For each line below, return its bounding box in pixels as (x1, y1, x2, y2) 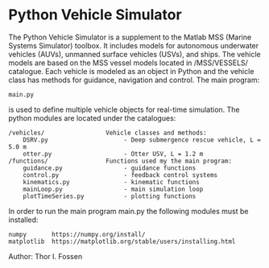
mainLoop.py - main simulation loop (23, 185, 204, 193)
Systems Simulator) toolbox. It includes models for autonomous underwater (8, 40, 259, 50)
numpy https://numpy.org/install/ (8, 230, 147, 238)
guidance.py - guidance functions (23, 163, 197, 172)
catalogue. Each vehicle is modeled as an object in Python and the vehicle (8, 66, 255, 76)
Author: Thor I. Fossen (8, 251, 83, 261)
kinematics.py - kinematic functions (23, 178, 200, 186)
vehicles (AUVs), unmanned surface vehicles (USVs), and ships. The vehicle (8, 49, 261, 59)
